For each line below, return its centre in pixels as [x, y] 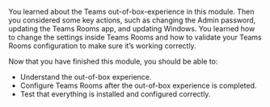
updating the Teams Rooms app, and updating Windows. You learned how [132, 29]
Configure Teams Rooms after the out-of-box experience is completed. [138, 85]
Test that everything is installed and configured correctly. [115, 94]
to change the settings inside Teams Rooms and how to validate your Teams [135, 37]
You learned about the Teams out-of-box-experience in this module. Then [131, 12]
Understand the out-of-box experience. [86, 77]
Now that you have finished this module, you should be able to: [113, 61]
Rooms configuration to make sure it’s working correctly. [102, 46]
